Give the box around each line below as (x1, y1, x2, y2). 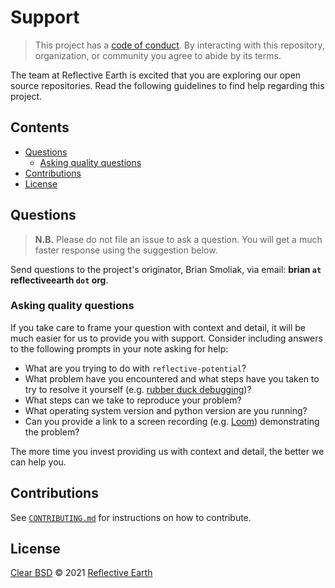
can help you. (10, 456, 67, 468)
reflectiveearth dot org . (10, 274, 109, 286)
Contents (10, 119, 70, 136)
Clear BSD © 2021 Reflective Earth (10, 567, 153, 579)
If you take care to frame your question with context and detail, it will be (10, 321, 306, 333)
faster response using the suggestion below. (34, 244, 218, 256)
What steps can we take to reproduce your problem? (24, 394, 242, 406)
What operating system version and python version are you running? (24, 404, 308, 416)
